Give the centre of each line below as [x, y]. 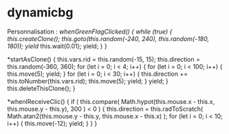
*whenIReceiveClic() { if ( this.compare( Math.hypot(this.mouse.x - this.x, [111, 101]
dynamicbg [40, 13]
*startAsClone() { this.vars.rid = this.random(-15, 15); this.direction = [104, 59]
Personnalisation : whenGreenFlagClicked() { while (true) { [90, 31]
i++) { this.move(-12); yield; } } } [52, 123]
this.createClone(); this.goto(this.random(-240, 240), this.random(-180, [108, 38]
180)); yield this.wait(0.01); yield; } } [57, 46]
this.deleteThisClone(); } [41, 88]
